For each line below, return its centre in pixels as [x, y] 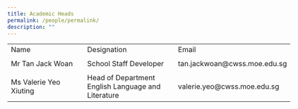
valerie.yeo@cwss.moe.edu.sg [228, 86]
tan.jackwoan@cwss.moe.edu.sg [232, 64]
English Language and [124, 86]
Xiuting [23, 91]
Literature [103, 95]
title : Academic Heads [41, 14]
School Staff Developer [126, 64]
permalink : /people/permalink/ [53, 20]
